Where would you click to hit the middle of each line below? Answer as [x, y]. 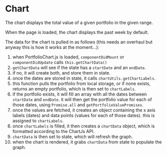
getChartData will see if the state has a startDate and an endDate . [79, 67]
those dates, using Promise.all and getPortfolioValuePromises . [78, 104]
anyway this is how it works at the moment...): [52, 47]
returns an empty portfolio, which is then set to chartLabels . [74, 88]
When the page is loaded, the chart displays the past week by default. [77, 32]
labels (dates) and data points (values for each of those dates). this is [83, 115]
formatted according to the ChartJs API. [53, 131]
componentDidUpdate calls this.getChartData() [60, 62]
